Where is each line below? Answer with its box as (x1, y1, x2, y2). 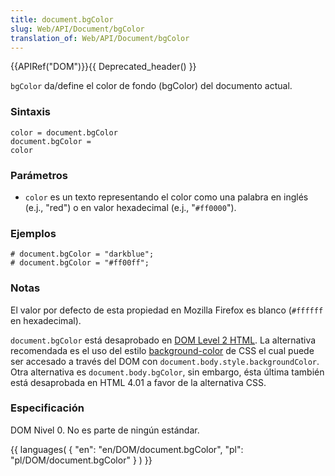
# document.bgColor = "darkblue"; (10, 249, 155, 260)
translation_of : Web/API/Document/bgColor (10, 33, 190, 43)
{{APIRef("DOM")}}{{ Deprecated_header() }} (10, 61, 197, 73)
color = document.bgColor (10, 127, 118, 138)
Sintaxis (10, 105, 51, 119)
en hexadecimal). (10, 314, 82, 326)
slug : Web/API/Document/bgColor (10, 24, 145, 34)
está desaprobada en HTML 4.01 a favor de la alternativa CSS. (10, 376, 267, 388)
